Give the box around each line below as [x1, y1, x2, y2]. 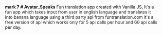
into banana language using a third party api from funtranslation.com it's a [5, 14, 154, 20]
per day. [5, 24, 22, 30]
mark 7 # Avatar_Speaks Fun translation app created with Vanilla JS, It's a [5, 4, 154, 10]
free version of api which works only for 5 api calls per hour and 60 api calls [5, 19, 158, 25]
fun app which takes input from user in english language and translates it [5, 9, 151, 15]
